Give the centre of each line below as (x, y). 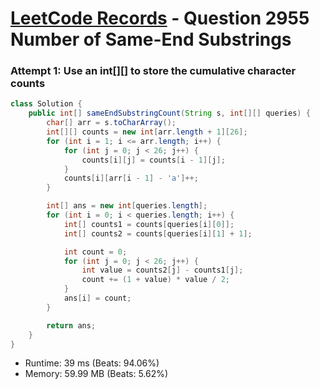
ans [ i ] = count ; (97, 298)
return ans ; (71, 325)
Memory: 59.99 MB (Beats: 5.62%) (96, 374)
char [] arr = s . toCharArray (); (111, 123)
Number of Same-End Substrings (151, 39)
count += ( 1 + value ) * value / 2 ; (155, 280)
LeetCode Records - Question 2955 (160, 18)
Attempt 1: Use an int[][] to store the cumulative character (153, 71)
